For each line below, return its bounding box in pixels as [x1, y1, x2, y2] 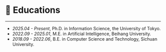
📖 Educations [5, 4, 61, 16]
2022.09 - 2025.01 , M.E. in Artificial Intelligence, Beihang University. [12, 31, 152, 37]
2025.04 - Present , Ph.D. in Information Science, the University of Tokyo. [12, 25, 161, 31]
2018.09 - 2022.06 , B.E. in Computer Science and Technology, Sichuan [12, 36, 158, 42]
